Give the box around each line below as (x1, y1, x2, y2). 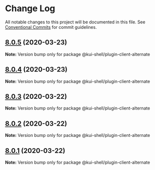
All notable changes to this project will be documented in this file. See (5, 19, 146, 25)
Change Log (5, 3, 55, 14)
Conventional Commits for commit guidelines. (5, 24, 97, 30)
